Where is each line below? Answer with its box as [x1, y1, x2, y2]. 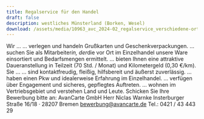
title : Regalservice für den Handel [6, 8, 99, 15]
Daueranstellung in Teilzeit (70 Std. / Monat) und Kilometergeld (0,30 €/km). [6, 62, 196, 69]
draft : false [6, 15, 39, 21]
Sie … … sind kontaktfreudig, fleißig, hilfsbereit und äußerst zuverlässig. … [6, 68, 192, 76]
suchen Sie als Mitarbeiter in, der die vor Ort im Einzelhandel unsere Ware [6, 49, 188, 56]
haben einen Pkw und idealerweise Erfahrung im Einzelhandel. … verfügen [6, 75, 193, 82]
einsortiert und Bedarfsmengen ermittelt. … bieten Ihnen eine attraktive [6, 55, 184, 63]
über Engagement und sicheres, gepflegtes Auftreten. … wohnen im [6, 81, 176, 89]
